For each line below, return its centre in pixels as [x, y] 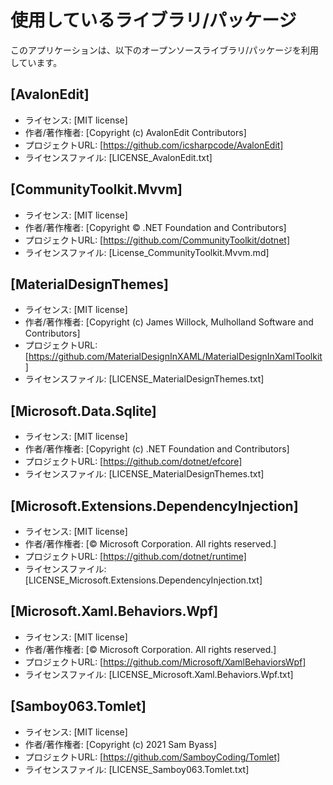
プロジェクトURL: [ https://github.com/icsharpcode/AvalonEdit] [154, 145]
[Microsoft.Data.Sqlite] [83, 411]
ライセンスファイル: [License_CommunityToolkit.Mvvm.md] [147, 252]
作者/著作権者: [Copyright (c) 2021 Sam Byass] [121, 744]
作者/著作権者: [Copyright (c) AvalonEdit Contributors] [135, 132]
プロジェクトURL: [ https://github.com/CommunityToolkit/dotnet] [157, 240]
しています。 [36, 62]
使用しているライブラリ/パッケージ [153, 20]
